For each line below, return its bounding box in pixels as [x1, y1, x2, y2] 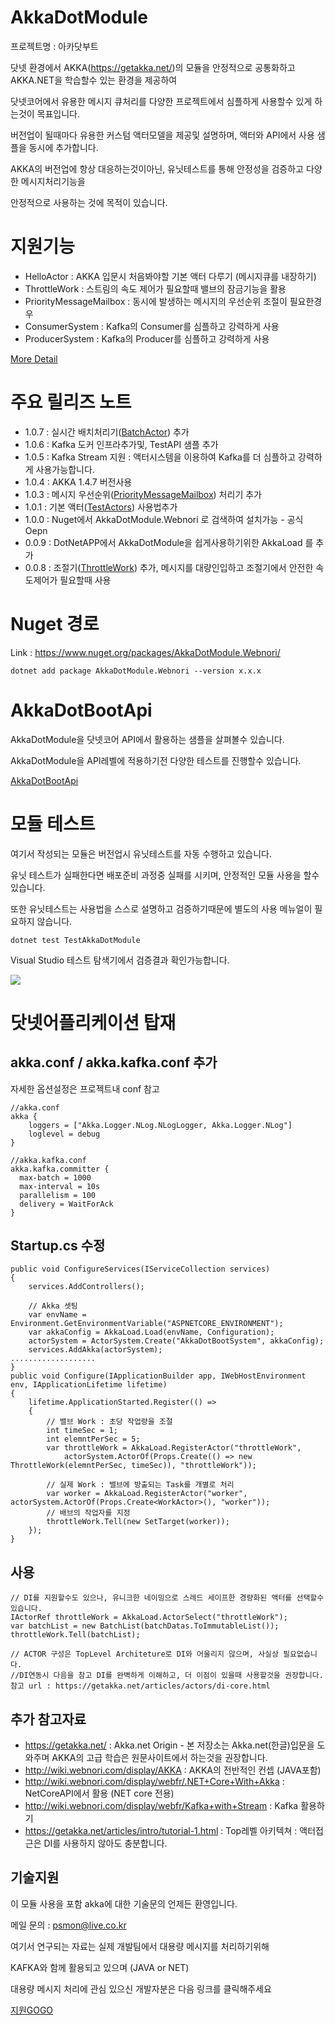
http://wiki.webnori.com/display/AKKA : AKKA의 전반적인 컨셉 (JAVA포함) [24, 1764, 322, 1776]
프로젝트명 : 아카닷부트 [10, 40, 99, 52]
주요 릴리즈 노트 [10, 391, 132, 414]
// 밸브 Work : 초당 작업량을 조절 [46, 1417, 173, 1427]
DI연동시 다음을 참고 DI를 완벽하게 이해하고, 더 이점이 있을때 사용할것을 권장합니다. [19, 1671, 324, 1681]
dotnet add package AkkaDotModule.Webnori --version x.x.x [10, 666, 262, 676]
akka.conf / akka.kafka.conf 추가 [10, 1054, 218, 1071]
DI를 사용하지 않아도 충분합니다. [43, 1837, 168, 1850]
